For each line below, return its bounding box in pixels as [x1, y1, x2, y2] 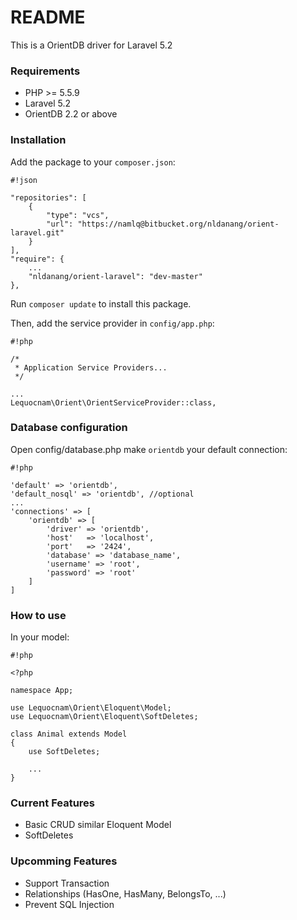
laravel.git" [10, 227, 65, 238]
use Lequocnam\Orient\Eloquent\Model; [10, 703, 172, 713]
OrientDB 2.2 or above [24, 108, 118, 120]
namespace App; [10, 686, 74, 696]
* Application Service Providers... [14, 362, 168, 373]
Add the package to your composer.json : [10, 156, 176, 168]
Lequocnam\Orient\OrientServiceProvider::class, [10, 397, 217, 408]
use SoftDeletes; [28, 747, 101, 757]
